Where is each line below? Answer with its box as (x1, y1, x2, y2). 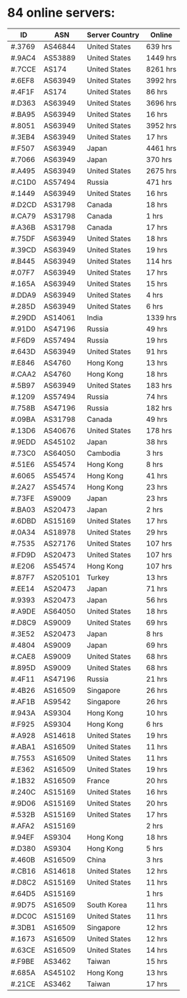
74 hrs (145, 391, 168, 401)
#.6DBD (10, 516, 37, 525)
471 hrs (145, 177, 172, 187)
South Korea (86, 900, 127, 910)
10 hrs (145, 707, 168, 717)
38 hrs (145, 436, 168, 446)
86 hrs (145, 87, 168, 97)
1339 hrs (145, 313, 177, 322)
